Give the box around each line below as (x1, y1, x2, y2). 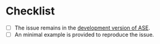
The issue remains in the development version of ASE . (14, 24, 150, 31)
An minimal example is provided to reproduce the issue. (14, 31, 155, 38)
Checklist (5, 4, 55, 18)
